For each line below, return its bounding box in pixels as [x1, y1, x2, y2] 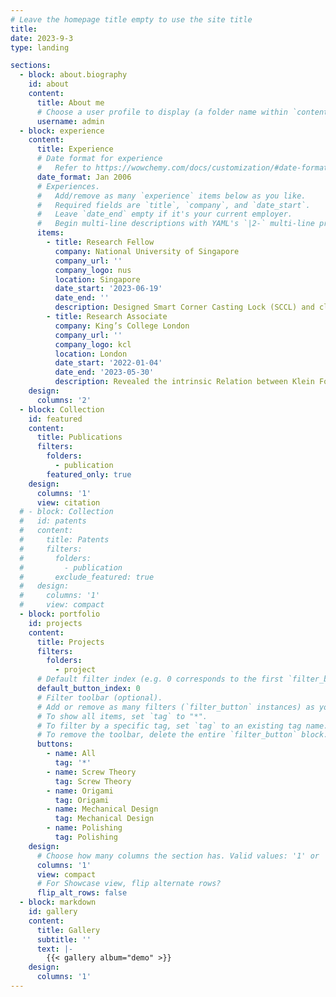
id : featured [28, 414, 83, 424]
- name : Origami [46, 786, 114, 796]
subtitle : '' [36, 934, 92, 945]
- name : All [46, 749, 97, 759]
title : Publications [36, 432, 123, 443]
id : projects [28, 618, 83, 628]
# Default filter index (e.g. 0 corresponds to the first [36, 674, 284, 685]
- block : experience [19, 126, 105, 136]
